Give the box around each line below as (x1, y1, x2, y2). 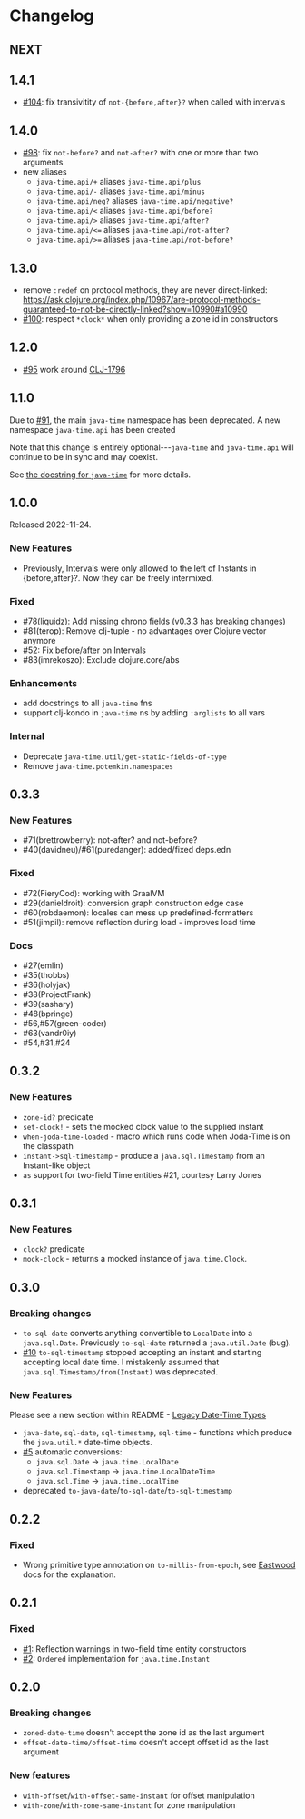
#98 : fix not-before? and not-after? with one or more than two (22, 147, 259, 158)
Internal (9, 730, 45, 743)
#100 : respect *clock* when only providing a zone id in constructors (22, 314, 279, 325)
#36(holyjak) (22, 979, 71, 990)
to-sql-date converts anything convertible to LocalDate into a (22, 1327, 253, 1338)
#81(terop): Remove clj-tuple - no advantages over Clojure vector (22, 625, 267, 636)
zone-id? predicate (22, 1111, 93, 1123)
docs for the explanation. (22, 1569, 116, 1580)
